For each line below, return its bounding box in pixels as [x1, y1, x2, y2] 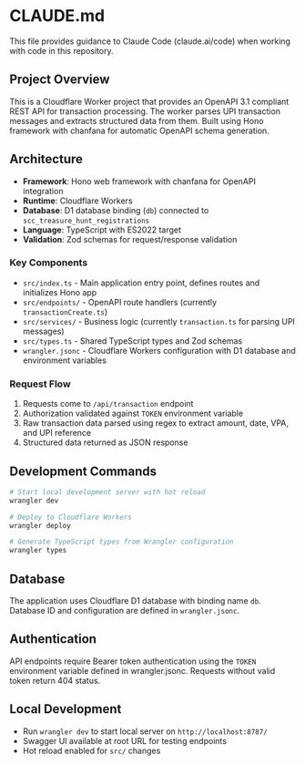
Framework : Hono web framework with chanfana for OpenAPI [22, 175, 257, 187]
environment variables [22, 355, 107, 366]
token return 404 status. [9, 675, 101, 686]
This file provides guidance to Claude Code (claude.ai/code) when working [9, 36, 291, 47]
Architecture [9, 151, 84, 167]
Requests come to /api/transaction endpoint [22, 398, 194, 409]
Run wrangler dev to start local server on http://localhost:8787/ [22, 726, 269, 737]
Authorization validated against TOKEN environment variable [22, 408, 244, 419]
